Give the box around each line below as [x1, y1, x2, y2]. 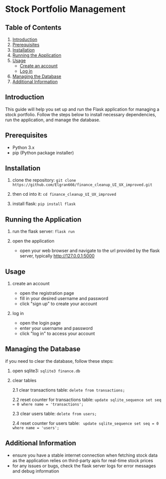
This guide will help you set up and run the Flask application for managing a [5, 106, 160, 112]
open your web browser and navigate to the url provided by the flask [19, 247, 160, 254]
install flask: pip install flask [12, 201, 76, 207]
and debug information [12, 468, 59, 474]
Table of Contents [5, 23, 62, 32]
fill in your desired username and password [19, 296, 109, 302]
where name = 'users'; [12, 425, 59, 430]
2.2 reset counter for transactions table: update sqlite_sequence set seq [12, 397, 162, 402]
